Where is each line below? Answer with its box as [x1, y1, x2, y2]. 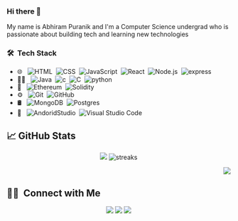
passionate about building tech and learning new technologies [6, 30, 189, 38]
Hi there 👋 [6, 6, 42, 16]
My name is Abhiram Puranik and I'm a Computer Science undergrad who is [6, 23, 229, 31]
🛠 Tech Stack [6, 48, 58, 58]
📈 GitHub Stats [6, 129, 76, 141]
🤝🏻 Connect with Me [6, 187, 101, 199]
